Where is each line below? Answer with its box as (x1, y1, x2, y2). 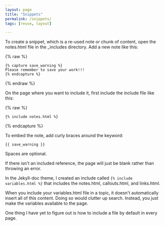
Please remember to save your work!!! (5, 68, 85, 73)
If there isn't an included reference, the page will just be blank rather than (5, 160, 154, 166)
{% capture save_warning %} (5, 63, 63, 68)
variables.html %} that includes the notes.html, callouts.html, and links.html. (5, 181, 161, 187)
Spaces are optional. (5, 151, 47, 157)
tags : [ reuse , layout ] (5, 21, 52, 26)
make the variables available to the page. (5, 200, 89, 206)
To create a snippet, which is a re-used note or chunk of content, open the (5, 39, 156, 45)
